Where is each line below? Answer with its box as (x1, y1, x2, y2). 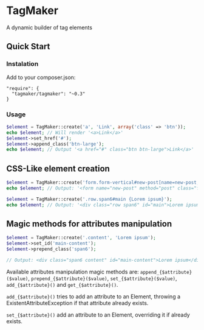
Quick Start (6, 41, 50, 52)
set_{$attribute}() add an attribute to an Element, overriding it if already (6, 311, 190, 318)
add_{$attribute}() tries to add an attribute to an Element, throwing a (6, 293, 181, 300)
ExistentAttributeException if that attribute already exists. (6, 299, 149, 306)
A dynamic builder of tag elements (6, 24, 93, 31)
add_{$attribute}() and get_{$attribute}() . (6, 281, 118, 288)
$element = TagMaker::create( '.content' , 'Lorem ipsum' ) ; (6, 235, 156, 241)
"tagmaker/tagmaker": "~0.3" (12, 91, 86, 97)
